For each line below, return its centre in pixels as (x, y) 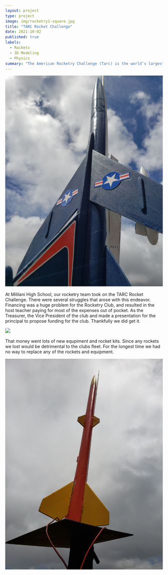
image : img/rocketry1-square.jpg (40, 21)
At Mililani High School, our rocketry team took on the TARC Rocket (74, 295)
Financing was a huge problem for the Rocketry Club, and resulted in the (80, 305)
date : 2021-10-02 (23, 32)
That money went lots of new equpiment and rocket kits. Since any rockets (82, 341)
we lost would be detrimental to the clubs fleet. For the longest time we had (83, 347)
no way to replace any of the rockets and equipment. (59, 352)
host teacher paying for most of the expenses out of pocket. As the (74, 311)
